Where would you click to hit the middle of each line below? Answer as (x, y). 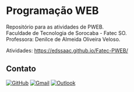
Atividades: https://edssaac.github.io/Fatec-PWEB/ (67, 50)
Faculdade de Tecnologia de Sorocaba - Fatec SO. (66, 33)
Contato (21, 69)
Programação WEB (52, 11)
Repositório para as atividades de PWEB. (55, 27)
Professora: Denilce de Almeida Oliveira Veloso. (63, 39)
